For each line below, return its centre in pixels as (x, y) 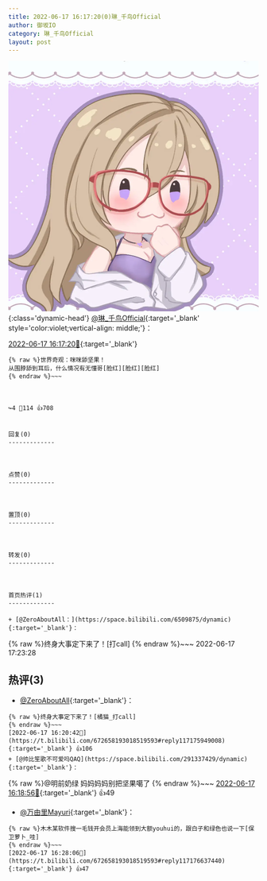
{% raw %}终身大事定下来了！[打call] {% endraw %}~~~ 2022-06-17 (122, 644)
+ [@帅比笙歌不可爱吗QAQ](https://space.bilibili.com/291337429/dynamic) (128, 759)
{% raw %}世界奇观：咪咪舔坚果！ (57, 360)
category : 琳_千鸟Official (51, 33)
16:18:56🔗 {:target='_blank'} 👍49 (62, 793)
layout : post (30, 42)
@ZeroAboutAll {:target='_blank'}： (77, 701)
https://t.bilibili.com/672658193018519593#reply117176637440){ (117, 861)
